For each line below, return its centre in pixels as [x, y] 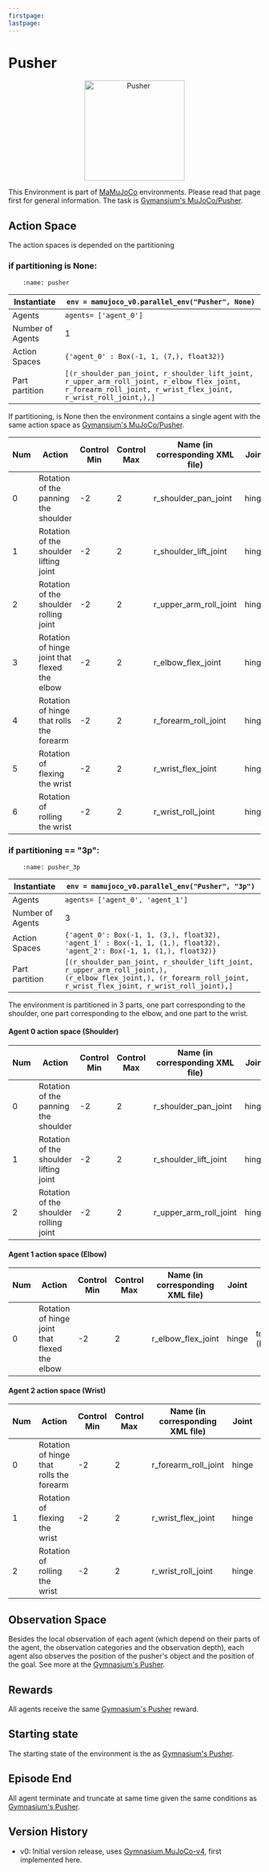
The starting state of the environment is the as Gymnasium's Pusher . [121, 1753]
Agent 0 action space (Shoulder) [64, 1031]
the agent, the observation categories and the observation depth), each [126, 1648]
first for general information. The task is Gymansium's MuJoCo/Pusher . [126, 200]
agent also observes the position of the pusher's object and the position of [131, 1656]
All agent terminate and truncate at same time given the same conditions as [133, 1798]
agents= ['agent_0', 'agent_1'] [126, 900]
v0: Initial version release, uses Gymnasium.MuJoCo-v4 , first [120, 1851]
